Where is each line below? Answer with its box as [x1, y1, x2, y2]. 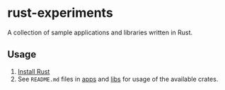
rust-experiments [7, 5, 113, 21]
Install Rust [17, 67, 50, 75]
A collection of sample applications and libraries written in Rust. [7, 28, 193, 37]
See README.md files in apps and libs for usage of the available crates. [17, 75, 219, 83]
